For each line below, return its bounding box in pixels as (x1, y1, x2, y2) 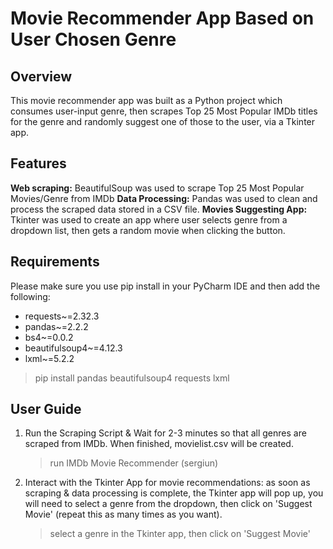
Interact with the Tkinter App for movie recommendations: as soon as (24, 477, 311, 489)
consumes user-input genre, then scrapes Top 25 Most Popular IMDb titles (10, 105, 318, 117)
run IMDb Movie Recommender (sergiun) (49, 457, 219, 469)
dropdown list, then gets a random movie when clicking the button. (10, 224, 286, 236)
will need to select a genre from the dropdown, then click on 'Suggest (24, 498, 313, 510)
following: (10, 290, 51, 302)
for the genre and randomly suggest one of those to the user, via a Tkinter (10, 116, 316, 127)
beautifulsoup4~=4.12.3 (24, 342, 123, 354)
